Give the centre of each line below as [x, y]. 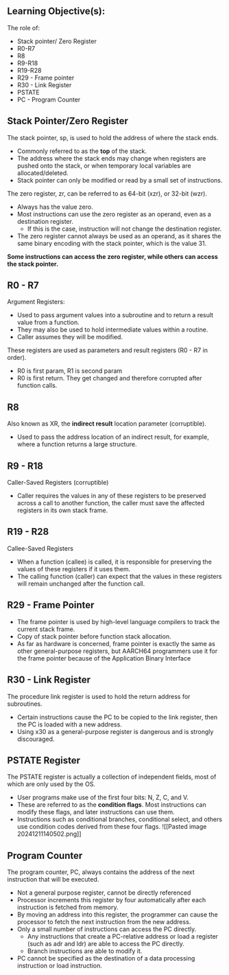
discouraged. [36, 739]
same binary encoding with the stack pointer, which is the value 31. [112, 243]
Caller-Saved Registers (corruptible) [58, 483]
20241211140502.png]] [49, 834]
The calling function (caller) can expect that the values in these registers [119, 576]
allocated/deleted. [43, 173]
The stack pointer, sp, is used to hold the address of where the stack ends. [113, 137]
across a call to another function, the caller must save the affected [111, 503]
